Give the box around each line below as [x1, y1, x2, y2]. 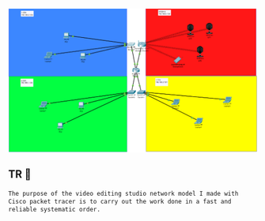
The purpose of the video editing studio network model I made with [8, 189, 239, 197]
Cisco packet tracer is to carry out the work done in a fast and [8, 197, 232, 205]
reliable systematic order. [8, 205, 101, 213]
